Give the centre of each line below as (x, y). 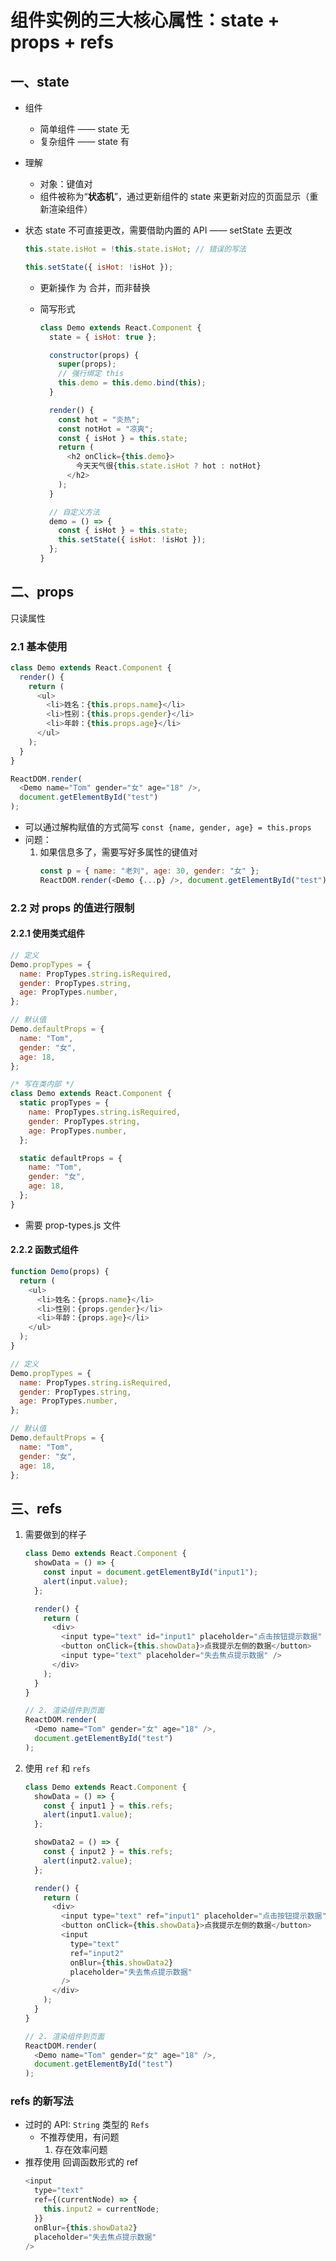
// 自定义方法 (74, 512)
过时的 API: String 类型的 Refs (87, 2125)
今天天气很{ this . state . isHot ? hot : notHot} (168, 466)
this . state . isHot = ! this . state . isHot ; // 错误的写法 (135, 249)
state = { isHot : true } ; (102, 337)
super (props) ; (87, 364)
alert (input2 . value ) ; (88, 1861)
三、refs (36, 1508)
